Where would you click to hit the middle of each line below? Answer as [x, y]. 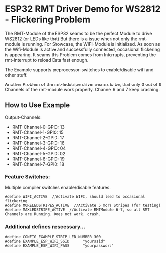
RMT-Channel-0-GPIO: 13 [39, 127]
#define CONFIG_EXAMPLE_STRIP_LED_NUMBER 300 [53, 237]
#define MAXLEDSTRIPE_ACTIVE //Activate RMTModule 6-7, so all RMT [77, 210]
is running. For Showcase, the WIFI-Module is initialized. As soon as [91, 44]
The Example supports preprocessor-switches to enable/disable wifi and [79, 69]
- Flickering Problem [48, 20]
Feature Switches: [28, 176]
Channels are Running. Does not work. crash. [53, 214]
